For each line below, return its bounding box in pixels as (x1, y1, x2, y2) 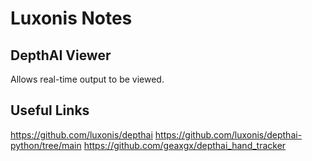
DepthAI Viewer (10, 47, 112, 64)
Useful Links (10, 102, 90, 119)
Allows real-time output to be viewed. (10, 73, 165, 85)
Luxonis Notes (10, 7, 133, 30)
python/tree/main (10, 139, 82, 151)
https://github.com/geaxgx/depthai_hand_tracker (83, 139, 287, 151)
